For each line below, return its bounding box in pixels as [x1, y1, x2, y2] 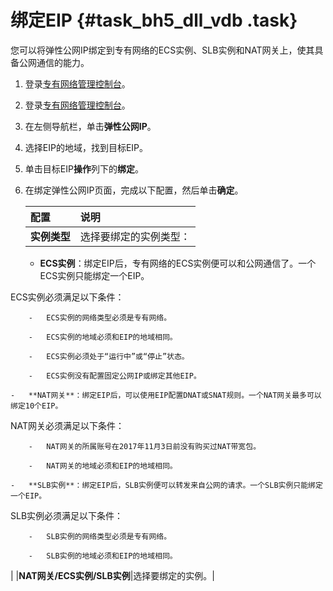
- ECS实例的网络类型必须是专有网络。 [28, 312, 172, 323]
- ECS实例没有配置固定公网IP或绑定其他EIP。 [28, 371, 202, 381]
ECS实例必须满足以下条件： [10, 291, 125, 303]
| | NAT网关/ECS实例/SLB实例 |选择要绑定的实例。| [10, 569, 216, 581]
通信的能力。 [36, 56, 90, 68]
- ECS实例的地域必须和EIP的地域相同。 [28, 332, 178, 342]
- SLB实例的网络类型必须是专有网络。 [28, 531, 172, 541]
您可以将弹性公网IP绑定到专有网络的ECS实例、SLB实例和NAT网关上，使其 [10, 44, 315, 56]
